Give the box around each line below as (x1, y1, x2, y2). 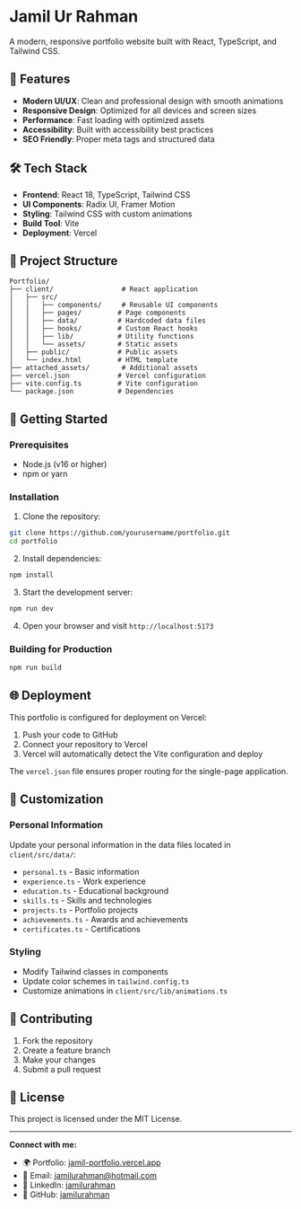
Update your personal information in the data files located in (9, 839, 231, 850)
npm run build (9, 663, 63, 673)
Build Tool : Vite (21, 217, 80, 228)
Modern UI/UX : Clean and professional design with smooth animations (21, 95, 284, 106)
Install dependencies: (21, 553, 102, 564)
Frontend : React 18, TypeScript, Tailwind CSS (21, 189, 191, 199)
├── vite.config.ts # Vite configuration (9, 379, 199, 388)
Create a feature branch (21, 1045, 111, 1055)
